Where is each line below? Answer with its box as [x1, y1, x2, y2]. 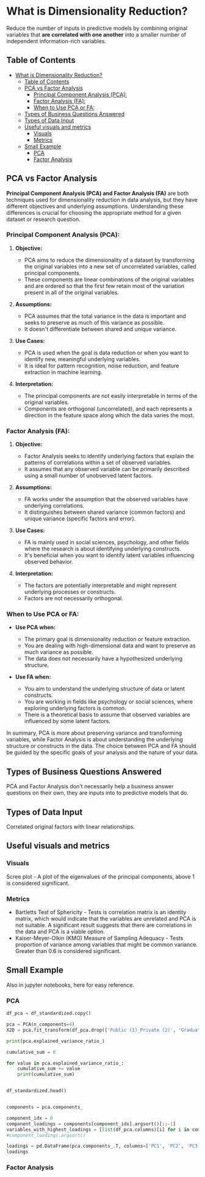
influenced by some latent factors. [24, 718, 111, 725]
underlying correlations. [24, 502, 85, 509]
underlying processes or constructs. [24, 588, 116, 596]
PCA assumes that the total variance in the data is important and [24, 312, 186, 320]
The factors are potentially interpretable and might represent [24, 581, 177, 589]
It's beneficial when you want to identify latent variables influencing [24, 552, 195, 559]
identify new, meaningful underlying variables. [24, 355, 141, 362]
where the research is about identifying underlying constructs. [24, 545, 181, 553]
